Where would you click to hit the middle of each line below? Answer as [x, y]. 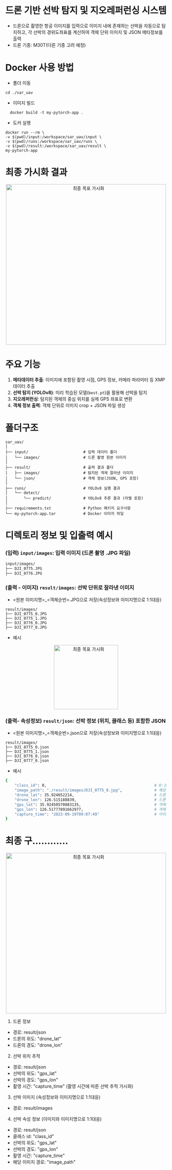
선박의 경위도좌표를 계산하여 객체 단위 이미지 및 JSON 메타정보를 [98, 32]
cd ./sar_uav [19, 92]
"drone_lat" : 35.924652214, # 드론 [90, 795]
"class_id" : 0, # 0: [89, 786]
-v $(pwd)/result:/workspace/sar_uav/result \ [56, 146]
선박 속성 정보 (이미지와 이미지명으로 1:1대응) [57, 1119]
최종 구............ [37, 841]
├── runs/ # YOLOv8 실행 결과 [63, 488]
